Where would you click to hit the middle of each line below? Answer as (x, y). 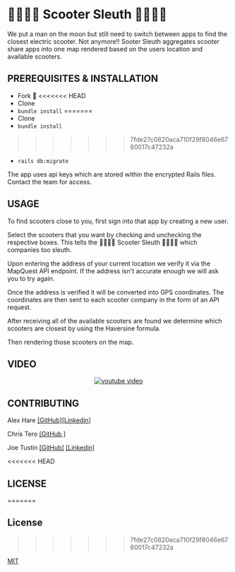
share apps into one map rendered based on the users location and (105, 49)
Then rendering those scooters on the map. (71, 342)
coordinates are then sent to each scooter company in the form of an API (114, 299)
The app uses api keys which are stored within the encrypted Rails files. (112, 174)
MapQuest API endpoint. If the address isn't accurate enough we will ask (113, 270)
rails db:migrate (43, 161)
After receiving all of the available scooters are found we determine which (115, 321)
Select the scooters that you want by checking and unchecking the (105, 234)
